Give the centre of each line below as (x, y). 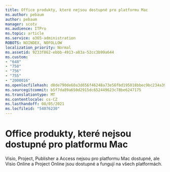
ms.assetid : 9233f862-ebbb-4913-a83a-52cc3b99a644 (60, 52)
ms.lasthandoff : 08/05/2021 (35, 104)
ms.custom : (17, 57)
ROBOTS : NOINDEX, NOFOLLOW (34, 43)
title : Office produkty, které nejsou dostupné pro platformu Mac (77, 10)
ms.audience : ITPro (26, 29)
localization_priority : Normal (38, 48)
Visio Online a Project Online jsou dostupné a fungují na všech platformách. (84, 164)
